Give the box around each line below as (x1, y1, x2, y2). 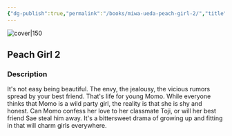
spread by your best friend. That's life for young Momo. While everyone (7, 92, 211, 100)
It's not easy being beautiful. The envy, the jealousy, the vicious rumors (7, 85, 211, 93)
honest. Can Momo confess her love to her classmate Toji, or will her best (7, 107, 216, 115)
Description (7, 69, 48, 79)
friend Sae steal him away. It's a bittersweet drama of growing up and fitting (7, 114, 223, 122)
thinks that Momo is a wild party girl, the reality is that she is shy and (7, 100, 202, 108)
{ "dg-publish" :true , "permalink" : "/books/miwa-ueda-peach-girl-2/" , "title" (7, 10, 227, 17)
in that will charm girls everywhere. (7, 122, 107, 130)
